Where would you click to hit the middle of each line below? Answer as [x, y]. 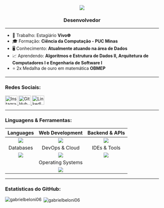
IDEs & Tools [106, 148]
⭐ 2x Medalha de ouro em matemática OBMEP [59, 68]
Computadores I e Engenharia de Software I [57, 63]
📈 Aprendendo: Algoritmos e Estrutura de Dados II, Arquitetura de [80, 56]
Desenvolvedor [82, 21]
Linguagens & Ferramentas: [39, 120]
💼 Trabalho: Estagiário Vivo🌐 [41, 35]
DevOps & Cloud [61, 148]
